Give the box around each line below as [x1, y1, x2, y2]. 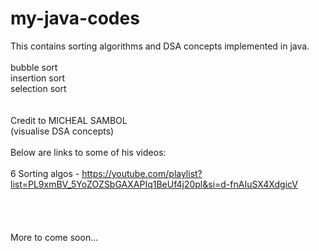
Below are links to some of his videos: [10, 146, 167, 158]
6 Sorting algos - [10, 167, 80, 179]
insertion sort [10, 72, 66, 84]
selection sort [10, 82, 67, 94]
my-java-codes [10, 7, 140, 30]
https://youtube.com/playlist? [81, 167, 203, 179]
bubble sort [10, 61, 58, 73]
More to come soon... [10, 231, 99, 243]
